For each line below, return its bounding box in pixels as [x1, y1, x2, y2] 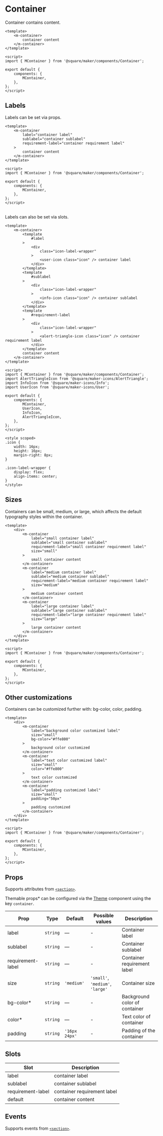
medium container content [31, 591, 83, 596]
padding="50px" [31, 796, 62, 802]
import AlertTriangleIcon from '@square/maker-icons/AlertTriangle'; [5, 376, 149, 381]
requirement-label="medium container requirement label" [31, 578, 149, 583]
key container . [5, 901, 34, 906]
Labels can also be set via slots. [5, 214, 69, 219]
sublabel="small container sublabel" [31, 540, 108, 545]
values [96, 919, 112, 925]
